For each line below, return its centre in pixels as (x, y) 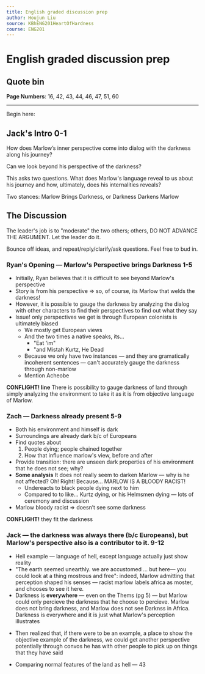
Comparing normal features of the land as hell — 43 (81, 664)
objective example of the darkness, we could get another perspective (103, 639)
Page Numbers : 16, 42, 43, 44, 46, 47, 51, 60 (63, 97)
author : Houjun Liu (31, 18)
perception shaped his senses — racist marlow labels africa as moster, (104, 582)
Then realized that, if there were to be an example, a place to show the (104, 633)
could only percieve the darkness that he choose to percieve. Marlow (102, 602)
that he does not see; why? (49, 468)
